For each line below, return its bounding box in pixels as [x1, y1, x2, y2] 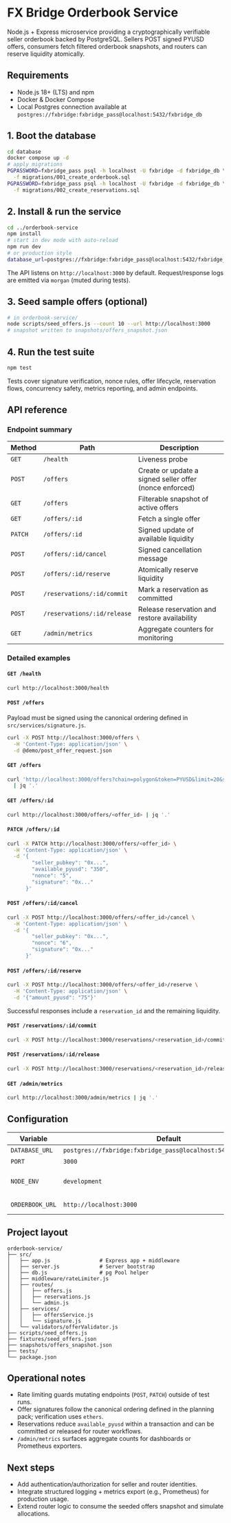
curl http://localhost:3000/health [7, 684, 109, 691]
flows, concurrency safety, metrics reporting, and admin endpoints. [7, 384, 198, 392]
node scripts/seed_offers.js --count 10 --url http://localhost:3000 [7, 321, 211, 328]
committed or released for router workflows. [16, 1427, 143, 1435]
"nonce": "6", [32, 939, 72, 946]
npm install [7, 230, 41, 237]
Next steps [7, 1462, 55, 1473]
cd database [7, 148, 41, 155]
